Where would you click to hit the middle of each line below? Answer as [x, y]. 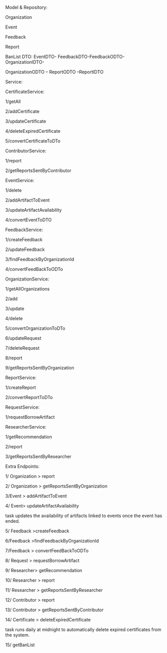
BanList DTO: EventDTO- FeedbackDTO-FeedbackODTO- [65, 56]
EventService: [20, 180]
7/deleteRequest [22, 348]
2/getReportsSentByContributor [38, 171]
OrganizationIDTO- [25, 62]
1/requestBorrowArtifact [30, 417]
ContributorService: [26, 151]
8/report [14, 358]
